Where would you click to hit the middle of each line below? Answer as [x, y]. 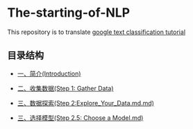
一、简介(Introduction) [49, 74]
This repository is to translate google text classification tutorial [96, 32]
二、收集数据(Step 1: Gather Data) [65, 88]
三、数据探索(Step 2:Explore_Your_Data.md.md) [86, 103]
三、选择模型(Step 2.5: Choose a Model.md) [80, 118]
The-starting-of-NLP [69, 13]
